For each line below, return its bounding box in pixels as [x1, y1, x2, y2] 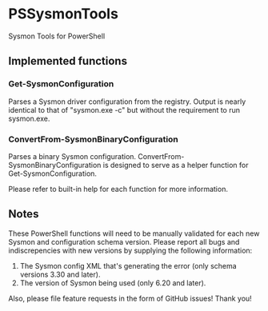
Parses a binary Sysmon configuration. [8, 151, 137, 161]
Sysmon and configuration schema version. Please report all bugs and [8, 237, 240, 246]
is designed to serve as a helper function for [102, 160, 250, 169]
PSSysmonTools [8, 5, 118, 23]
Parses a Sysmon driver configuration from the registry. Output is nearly [8, 97, 246, 106]
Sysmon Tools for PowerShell [8, 31, 106, 41]
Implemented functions [8, 54, 128, 68]
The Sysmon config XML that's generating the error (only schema [19, 261, 238, 270]
